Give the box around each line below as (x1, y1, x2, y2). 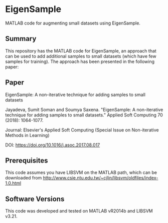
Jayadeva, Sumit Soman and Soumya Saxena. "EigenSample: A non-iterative (5, 106, 163, 112)
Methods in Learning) (5, 132, 50, 138)
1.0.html (5, 180, 22, 186)
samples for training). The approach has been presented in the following (5, 58, 154, 64)
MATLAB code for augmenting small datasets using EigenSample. (5, 20, 140, 26)
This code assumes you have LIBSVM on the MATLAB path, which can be (5, 169, 157, 175)
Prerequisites (5, 156, 48, 164)
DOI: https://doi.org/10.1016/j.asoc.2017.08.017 (5, 141, 100, 148)
